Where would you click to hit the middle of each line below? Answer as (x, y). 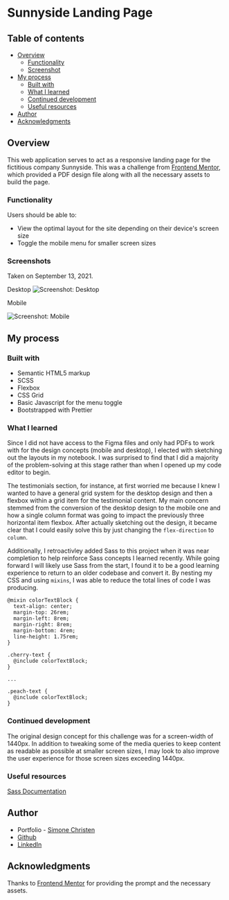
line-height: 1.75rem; (46, 637)
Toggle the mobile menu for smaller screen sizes (86, 243)
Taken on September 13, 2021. (50, 276)
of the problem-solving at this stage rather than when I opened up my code (114, 465)
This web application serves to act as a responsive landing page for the (109, 159)
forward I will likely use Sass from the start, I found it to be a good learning (113, 566)
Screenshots (29, 261)
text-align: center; (43, 607)
